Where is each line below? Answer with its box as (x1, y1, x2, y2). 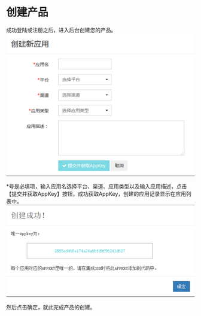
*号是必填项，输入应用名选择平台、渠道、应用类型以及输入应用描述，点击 (6, 183, 187, 190)
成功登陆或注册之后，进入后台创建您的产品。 (6, 26, 117, 34)
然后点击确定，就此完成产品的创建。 (6, 303, 96, 311)
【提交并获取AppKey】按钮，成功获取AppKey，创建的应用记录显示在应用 (6, 190, 187, 197)
